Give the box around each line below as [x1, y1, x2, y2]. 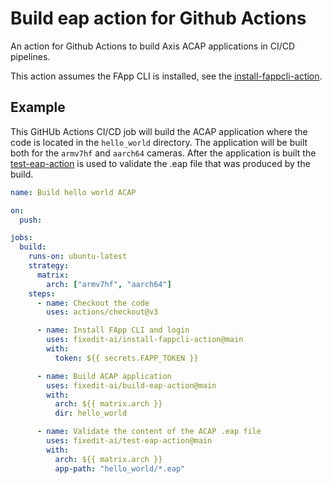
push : [19, 215, 43, 225]
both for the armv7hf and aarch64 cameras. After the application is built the [10, 147, 317, 159]
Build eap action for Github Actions [10, 7, 307, 30]
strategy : [28, 261, 70, 271]
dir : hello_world [54, 408, 128, 419]
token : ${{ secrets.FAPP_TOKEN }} [54, 353, 199, 363]
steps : [28, 288, 56, 299]
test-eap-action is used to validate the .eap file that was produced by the [10, 157, 311, 169]
